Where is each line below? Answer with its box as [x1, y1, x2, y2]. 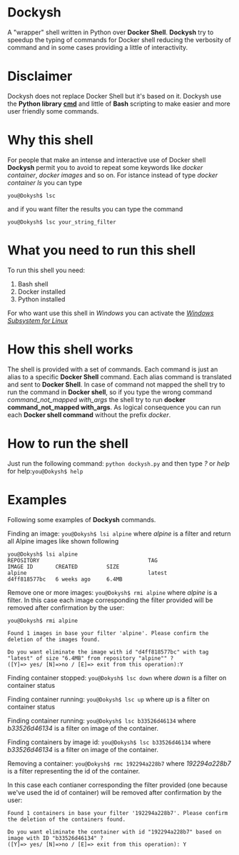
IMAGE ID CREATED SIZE [7, 563, 120, 570]
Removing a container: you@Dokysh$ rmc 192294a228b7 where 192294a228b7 [7, 759, 231, 768]
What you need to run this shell [7, 242, 196, 258]
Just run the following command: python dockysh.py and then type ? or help [7, 459, 230, 468]
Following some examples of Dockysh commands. [7, 515, 156, 524]
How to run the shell [7, 435, 128, 451]
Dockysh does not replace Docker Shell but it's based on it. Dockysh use [7, 91, 222, 100]
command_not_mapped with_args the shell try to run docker [7, 395, 186, 404]
